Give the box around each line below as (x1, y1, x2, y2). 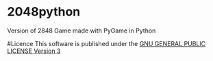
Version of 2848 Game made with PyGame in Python (7, 26, 156, 35)
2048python (7, 4, 81, 20)
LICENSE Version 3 (7, 47, 61, 55)
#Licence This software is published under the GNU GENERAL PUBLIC (7, 39, 206, 47)
